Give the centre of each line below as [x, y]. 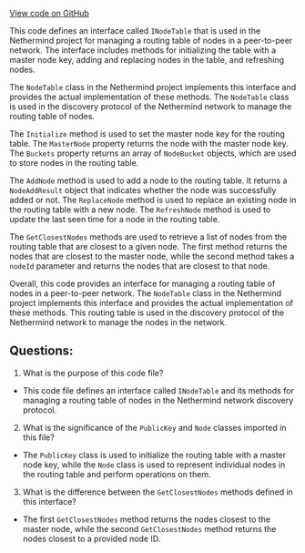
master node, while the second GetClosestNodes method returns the [149, 528]
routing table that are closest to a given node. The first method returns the [148, 246]
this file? [38, 437]
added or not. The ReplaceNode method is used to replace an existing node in [153, 200]
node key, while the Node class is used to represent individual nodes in [154, 465]
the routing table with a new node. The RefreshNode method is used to [140, 210]
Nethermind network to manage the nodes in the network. [118, 322]
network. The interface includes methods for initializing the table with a [143, 50]
